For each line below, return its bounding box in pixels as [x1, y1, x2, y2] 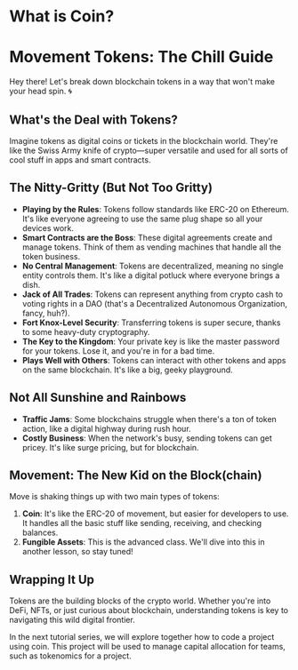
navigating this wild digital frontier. [9, 615, 135, 626]
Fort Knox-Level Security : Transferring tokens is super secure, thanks [21, 317, 281, 328]
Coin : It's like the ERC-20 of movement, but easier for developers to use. [21, 508, 289, 519]
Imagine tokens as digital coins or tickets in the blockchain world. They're [9, 135, 278, 146]
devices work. [21, 222, 74, 233]
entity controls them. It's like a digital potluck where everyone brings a [21, 269, 280, 281]
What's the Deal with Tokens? [9, 112, 178, 127]
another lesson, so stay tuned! [21, 546, 133, 557]
